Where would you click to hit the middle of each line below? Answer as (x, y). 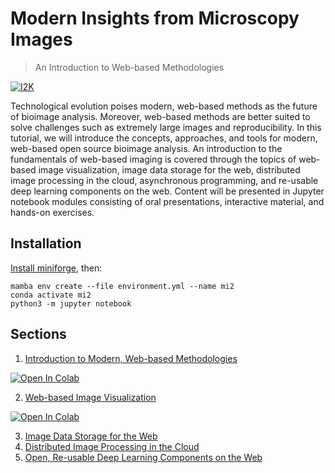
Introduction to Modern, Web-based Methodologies (131, 358)
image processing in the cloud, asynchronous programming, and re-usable (164, 180)
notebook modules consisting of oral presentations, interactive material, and (167, 201)
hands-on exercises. (52, 212)
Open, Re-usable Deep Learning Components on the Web (143, 457)
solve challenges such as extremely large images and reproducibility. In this (166, 127)
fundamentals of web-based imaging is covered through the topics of (153, 159)
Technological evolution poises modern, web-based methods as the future (164, 106)
